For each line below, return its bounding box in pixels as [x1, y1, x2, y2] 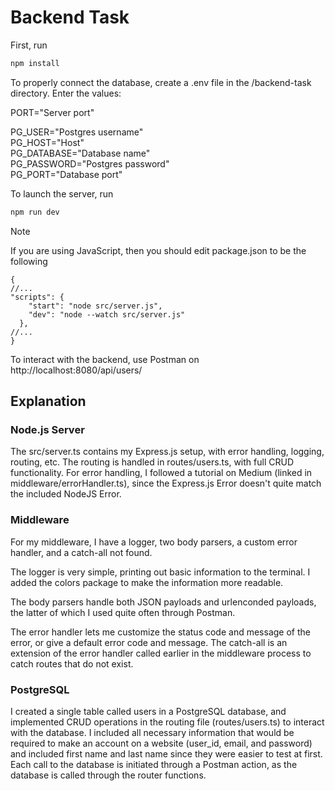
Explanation [10, 393, 87, 410]
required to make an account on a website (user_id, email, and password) [10, 737, 313, 749]
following [10, 255, 48, 267]
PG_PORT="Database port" [10, 168, 123, 180]
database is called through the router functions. [10, 769, 207, 781]
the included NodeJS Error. [10, 488, 122, 500]
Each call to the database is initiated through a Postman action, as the [10, 758, 298, 770]
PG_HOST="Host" [10, 136, 85, 148]
